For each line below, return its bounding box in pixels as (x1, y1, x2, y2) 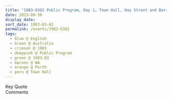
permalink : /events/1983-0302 (5, 27, 70, 32)
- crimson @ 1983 (10, 46, 47, 51)
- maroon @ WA (10, 60, 40, 65)
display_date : (5, 17, 36, 22)
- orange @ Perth (10, 65, 47, 70)
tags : (5, 31, 17, 36)
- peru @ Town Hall (10, 70, 52, 75)
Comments (5, 89, 29, 95)
